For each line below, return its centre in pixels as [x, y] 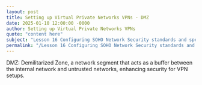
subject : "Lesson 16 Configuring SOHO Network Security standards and [96, 40]
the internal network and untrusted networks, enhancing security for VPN [97, 69]
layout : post [23, 12]
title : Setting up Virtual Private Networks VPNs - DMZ [78, 17]
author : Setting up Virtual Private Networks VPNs [71, 29]
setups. [16, 75]
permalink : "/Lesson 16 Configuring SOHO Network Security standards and [101, 46]
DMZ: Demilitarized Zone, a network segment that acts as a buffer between [99, 62]
